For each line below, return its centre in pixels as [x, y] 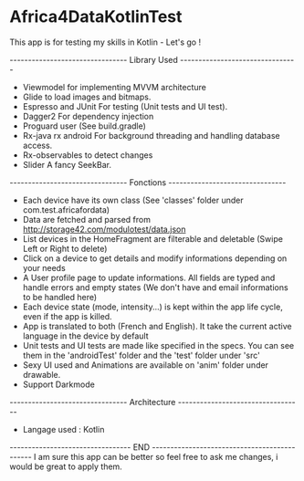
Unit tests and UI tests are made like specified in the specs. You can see [158, 345]
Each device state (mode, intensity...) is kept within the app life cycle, [152, 307]
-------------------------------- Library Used [94, 59]
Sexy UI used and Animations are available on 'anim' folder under [146, 365]
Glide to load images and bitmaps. [87, 97]
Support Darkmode [59, 384]
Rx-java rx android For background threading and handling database [151, 135]
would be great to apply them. [66, 466]
